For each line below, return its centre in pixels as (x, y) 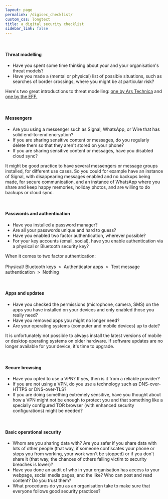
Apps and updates (25, 293)
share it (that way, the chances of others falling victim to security (79, 459)
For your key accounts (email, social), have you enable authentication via (88, 241)
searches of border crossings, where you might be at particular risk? (83, 81)
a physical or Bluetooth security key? (51, 246)
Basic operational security (33, 432)
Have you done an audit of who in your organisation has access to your (86, 470)
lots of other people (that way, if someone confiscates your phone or (83, 449)
